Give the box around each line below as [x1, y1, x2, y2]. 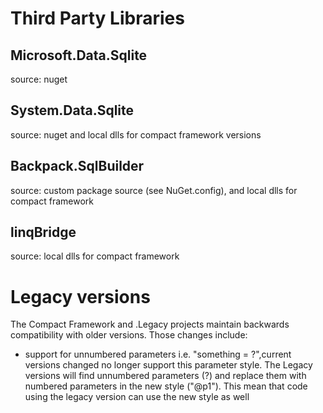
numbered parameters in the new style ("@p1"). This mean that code [24, 380, 308, 392]
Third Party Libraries [10, 7, 185, 30]
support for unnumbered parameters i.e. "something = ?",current [24, 348, 292, 361]
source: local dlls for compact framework [10, 250, 180, 262]
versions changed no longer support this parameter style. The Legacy [24, 359, 313, 371]
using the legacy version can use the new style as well [24, 391, 250, 403]
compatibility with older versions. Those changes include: [10, 329, 248, 341]
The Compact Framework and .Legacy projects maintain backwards [10, 318, 290, 331]
